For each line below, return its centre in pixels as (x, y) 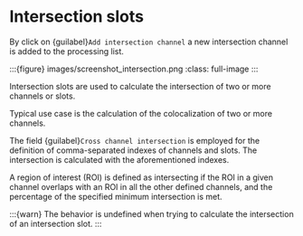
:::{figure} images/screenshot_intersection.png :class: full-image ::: (134, 69)
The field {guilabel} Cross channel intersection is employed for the (135, 140)
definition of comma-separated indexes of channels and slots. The (133, 150)
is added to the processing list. (67, 51)
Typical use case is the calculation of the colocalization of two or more (141, 113)
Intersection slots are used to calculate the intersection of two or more (140, 86)
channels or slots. (43, 96)
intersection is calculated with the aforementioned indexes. (119, 159)
